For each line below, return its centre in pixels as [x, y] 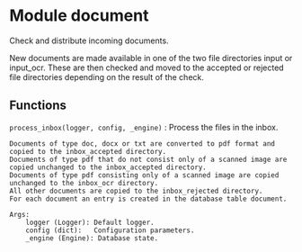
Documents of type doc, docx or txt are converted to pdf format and [142, 144]
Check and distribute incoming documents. [89, 40]
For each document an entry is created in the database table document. [148, 199]
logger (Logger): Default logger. [90, 222]
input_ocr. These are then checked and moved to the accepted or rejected [147, 67]
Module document [79, 16]
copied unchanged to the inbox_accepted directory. [108, 167]
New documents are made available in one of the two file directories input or [151, 58]
